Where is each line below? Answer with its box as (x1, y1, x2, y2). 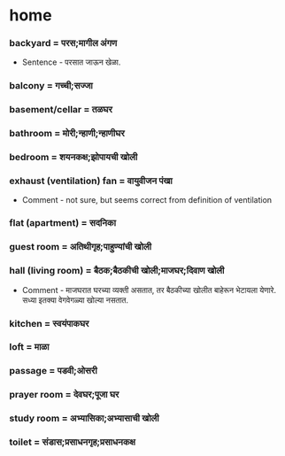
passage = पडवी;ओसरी (9, 365, 97, 377)
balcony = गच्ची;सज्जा (9, 80, 93, 92)
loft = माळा (9, 341, 50, 353)
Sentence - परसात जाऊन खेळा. (21, 57, 121, 67)
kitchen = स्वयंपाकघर (9, 317, 89, 329)
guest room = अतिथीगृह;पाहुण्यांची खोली (9, 241, 152, 253)
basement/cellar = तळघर (9, 104, 113, 116)
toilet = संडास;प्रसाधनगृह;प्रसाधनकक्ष (9, 436, 135, 448)
